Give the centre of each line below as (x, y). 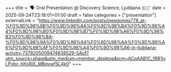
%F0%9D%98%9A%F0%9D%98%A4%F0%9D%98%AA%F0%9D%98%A (85, 42)
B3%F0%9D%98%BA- (29, 37)
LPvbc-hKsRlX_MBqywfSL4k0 (37, 64)
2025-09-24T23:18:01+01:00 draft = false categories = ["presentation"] (81, 15)
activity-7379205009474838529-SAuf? (47, 53)
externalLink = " (22, 20)
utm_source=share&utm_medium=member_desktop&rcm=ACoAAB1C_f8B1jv (85, 58)
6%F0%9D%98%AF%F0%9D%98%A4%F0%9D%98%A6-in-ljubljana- (81, 47)
